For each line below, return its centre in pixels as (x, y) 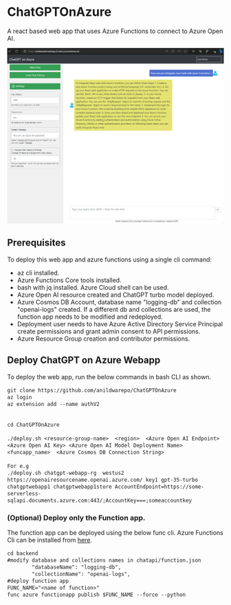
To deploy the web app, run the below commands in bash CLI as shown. (109, 376)
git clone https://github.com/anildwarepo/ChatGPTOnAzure (92, 390)
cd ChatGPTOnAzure (33, 425)
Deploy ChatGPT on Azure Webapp (84, 360)
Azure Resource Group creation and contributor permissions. (103, 339)
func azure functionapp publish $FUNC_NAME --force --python (97, 595)
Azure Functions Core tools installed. (69, 280)
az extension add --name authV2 (53, 404)
